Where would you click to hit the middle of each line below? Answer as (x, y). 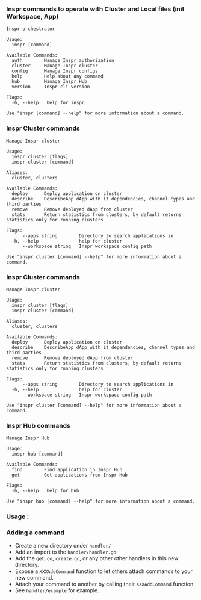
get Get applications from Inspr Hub (70, 475)
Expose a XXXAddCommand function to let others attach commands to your (104, 571)
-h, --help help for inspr (48, 103)
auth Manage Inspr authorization (63, 61)
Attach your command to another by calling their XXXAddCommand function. (105, 584)
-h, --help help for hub (45, 491)
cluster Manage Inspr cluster (55, 66)
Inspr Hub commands (39, 425)
